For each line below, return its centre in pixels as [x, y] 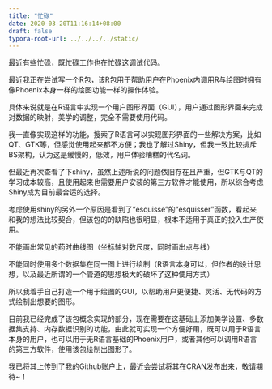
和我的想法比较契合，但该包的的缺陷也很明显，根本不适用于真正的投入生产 [132, 220]
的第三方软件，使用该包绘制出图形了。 [72, 349]
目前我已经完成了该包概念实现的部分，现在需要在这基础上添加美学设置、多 [132, 319]
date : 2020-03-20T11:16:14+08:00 [65, 24]
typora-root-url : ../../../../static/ [74, 38]
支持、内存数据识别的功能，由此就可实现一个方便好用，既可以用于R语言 [142, 329]
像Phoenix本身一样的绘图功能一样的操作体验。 [86, 90]
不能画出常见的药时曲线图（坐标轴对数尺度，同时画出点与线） [111, 247]
